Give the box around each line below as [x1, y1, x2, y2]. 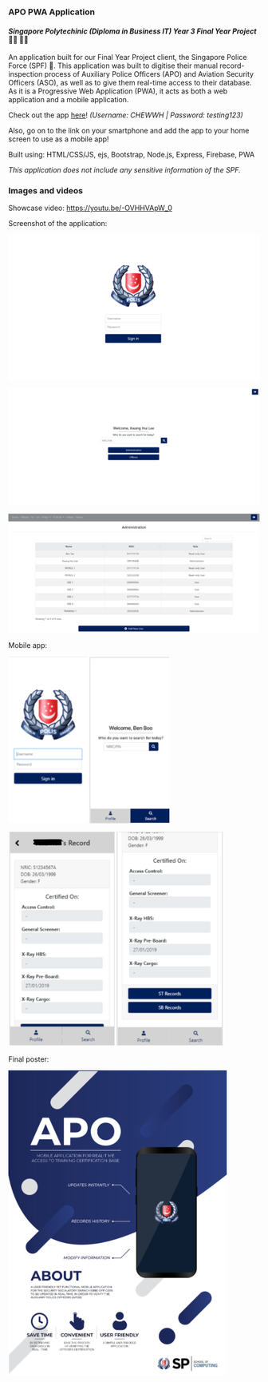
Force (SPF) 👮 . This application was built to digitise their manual [8, 61, 218, 70]
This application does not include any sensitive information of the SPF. [8, 165, 241, 175]
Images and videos [8, 185, 84, 197]
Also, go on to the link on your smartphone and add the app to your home [8, 126, 250, 136]
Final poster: [8, 1054, 49, 1064]
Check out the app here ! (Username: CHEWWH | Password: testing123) [8, 110, 243, 120]
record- [219, 61, 245, 70]
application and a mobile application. [8, 95, 129, 105]
